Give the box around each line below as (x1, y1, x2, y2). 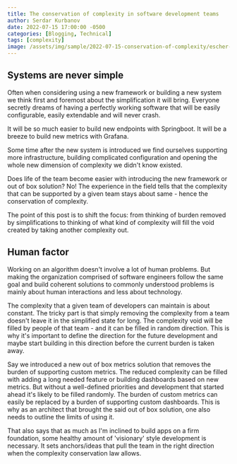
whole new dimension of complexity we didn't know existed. (7, 161, 183, 169)
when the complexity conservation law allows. (7, 448, 142, 457)
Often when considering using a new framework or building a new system (7, 88, 222, 96)
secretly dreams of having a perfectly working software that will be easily (7, 103, 221, 112)
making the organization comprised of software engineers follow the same (7, 272, 224, 281)
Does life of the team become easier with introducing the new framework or (7, 174, 228, 182)
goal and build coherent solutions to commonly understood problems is (7, 280, 215, 289)
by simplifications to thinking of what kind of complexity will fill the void (7, 218, 215, 226)
